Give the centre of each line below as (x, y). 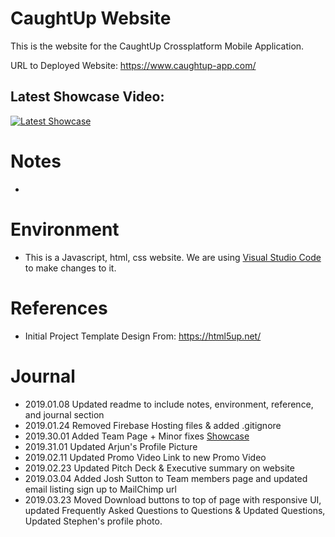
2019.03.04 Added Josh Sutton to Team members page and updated (166, 478)
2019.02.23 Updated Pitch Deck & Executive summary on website (159, 468)
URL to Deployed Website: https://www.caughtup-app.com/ (133, 65)
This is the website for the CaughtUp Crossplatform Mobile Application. (157, 46)
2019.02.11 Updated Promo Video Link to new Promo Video (145, 457)
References (59, 308)
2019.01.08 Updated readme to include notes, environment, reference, (169, 404)
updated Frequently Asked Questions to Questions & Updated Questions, (175, 510)
